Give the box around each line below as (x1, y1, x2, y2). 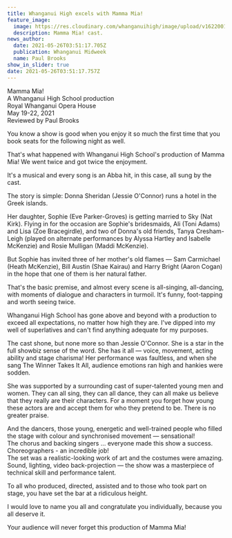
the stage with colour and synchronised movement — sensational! (7, 432, 195, 440)
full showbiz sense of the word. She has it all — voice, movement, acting (7, 346, 213, 355)
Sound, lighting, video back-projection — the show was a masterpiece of (7, 461, 215, 469)
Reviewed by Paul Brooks (7, 116, 79, 124)
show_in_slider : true (7, 61, 70, 68)
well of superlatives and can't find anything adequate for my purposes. (7, 326, 209, 334)
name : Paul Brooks (13, 55, 67, 62)
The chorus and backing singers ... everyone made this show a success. (7, 439, 213, 447)
